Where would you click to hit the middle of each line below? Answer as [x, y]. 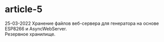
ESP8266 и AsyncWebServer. [36, 28]
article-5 [24, 9]
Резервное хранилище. [30, 34]
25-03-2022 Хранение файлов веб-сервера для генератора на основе [82, 23]
